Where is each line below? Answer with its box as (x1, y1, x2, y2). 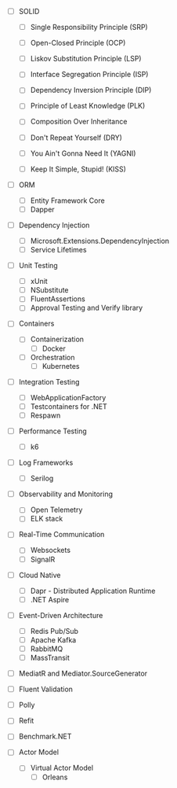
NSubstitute (30, 285, 69, 295)
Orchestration (30, 352, 75, 362)
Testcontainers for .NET (30, 401, 107, 411)
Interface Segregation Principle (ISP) (30, 70, 149, 79)
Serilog (30, 473, 54, 483)
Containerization (30, 334, 84, 344)
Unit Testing (18, 261, 58, 271)
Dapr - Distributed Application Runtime (30, 586, 156, 595)
